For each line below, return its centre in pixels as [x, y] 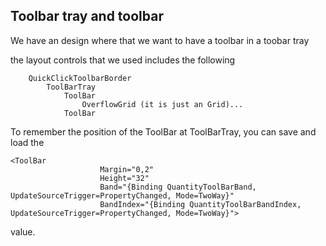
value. [23, 231]
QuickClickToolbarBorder [80, 78]
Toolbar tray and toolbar [87, 16]
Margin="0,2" [127, 169]
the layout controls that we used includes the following [123, 60]
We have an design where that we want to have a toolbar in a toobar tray [160, 40]
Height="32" [124, 178]
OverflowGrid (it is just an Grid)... [162, 104]
